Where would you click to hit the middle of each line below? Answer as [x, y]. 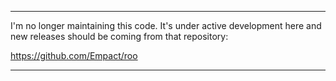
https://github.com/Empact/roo [74, 55]
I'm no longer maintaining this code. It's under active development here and [166, 25]
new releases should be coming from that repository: [119, 36]
